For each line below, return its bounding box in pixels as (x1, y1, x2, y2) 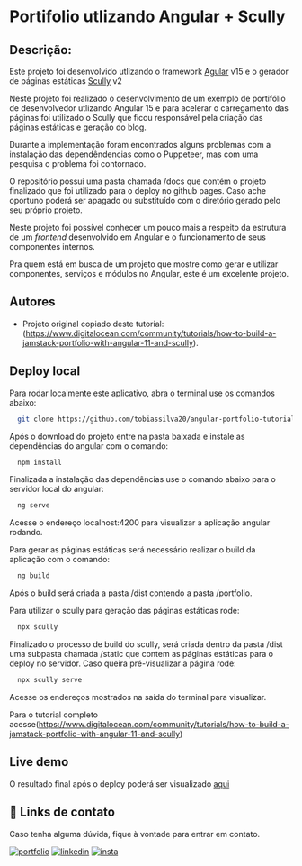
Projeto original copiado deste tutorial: (22, 318, 164, 329)
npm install (17, 458, 63, 467)
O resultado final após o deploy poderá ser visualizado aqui (9, 778, 230, 789)
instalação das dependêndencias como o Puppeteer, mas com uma (9, 149, 259, 160)
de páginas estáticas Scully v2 (9, 76, 123, 87)
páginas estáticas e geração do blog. (9, 122, 147, 132)
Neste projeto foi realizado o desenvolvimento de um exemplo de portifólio (9, 93, 286, 104)
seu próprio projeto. (9, 205, 83, 215)
